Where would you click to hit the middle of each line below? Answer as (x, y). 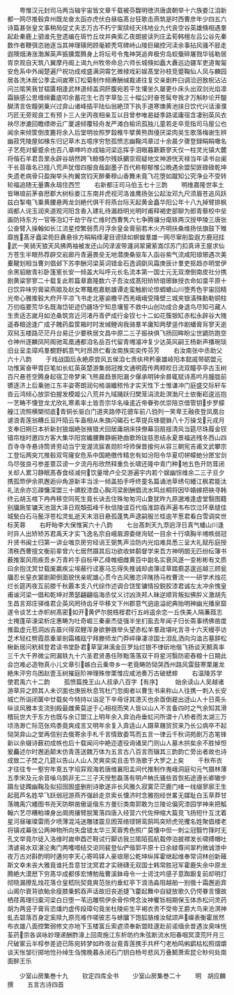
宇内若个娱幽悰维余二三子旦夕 (182, 472)
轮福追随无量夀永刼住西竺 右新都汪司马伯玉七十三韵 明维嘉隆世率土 (116, 185)
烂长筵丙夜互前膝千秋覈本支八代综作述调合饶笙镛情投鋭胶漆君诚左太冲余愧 (114, 586)
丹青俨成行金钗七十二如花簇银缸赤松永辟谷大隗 (159, 315)
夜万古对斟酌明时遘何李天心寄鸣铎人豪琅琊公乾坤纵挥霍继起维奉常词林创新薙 (117, 856)
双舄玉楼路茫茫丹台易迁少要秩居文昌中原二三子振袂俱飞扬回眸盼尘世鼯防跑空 (117, 333)
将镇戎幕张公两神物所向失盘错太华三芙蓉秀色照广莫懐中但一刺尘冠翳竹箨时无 (117, 830)
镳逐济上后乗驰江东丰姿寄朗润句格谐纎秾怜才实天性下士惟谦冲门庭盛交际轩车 (117, 385)
